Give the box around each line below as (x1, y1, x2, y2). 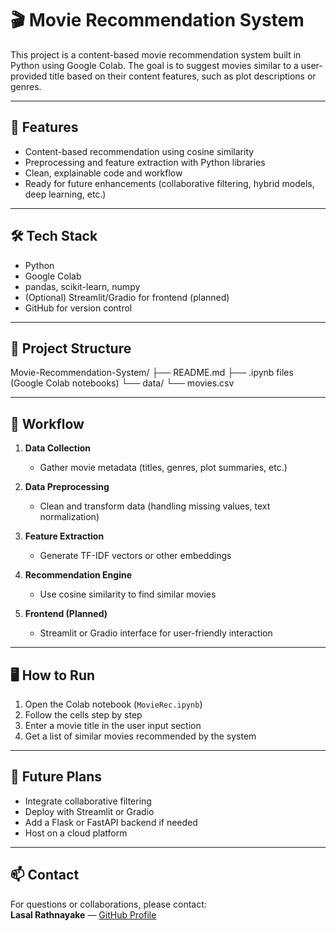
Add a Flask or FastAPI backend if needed (24, 816, 198, 828)
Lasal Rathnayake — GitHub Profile (10, 908, 157, 921)
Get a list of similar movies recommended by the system (24, 730, 257, 742)
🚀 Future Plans (10, 768, 103, 786)
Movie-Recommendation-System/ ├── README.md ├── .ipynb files (10, 367, 294, 379)
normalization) (39, 511, 100, 523)
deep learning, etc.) (24, 188, 107, 200)
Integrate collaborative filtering (24, 795, 152, 807)
